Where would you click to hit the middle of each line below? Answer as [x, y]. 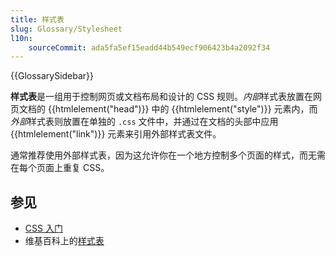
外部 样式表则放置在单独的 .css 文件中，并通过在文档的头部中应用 [144, 122]
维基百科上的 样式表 [64, 241]
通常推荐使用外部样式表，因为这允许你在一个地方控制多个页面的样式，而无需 [168, 155]
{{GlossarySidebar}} [52, 76]
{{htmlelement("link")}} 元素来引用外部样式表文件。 [116, 134]
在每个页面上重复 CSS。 [60, 168]
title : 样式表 [37, 19]
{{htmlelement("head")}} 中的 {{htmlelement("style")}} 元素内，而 [182, 109]
